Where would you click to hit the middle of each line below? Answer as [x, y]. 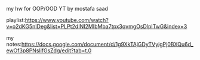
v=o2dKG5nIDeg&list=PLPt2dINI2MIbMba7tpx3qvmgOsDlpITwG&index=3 [97, 26]
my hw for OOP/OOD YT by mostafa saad [57, 9]
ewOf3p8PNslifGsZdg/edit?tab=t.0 [49, 50]
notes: [14, 44]
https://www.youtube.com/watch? [67, 20]
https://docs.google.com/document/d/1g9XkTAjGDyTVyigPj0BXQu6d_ [107, 44]
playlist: [16, 20]
